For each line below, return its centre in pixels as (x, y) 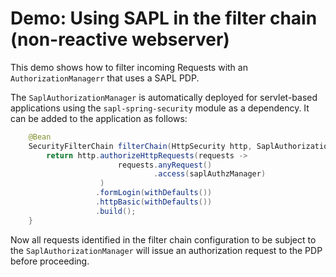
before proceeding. (50, 261)
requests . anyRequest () (165, 165)
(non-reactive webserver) (120, 39)
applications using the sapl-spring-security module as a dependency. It (160, 108)
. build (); (116, 211)
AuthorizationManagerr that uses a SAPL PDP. (105, 78)
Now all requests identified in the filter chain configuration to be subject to (163, 239)
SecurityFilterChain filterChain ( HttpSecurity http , (140, 146)
